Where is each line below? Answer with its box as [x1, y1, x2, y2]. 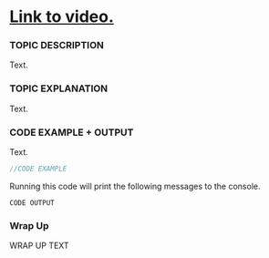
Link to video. [9, 6, 114, 27]
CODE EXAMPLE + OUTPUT [9, 126, 134, 139]
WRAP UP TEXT [9, 240, 70, 252]
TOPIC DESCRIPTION [9, 39, 105, 52]
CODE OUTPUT [9, 198, 55, 207]
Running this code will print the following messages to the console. [9, 181, 261, 191]
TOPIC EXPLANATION [9, 82, 109, 95]
